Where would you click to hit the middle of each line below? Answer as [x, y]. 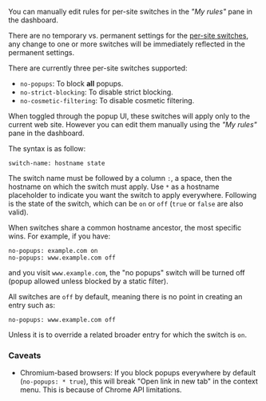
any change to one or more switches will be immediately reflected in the [127, 44]
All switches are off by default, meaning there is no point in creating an [125, 297]
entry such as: [32, 305]
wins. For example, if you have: [59, 236]
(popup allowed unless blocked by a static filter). [89, 281]
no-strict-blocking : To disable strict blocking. [96, 92]
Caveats [25, 355]
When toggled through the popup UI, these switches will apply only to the [129, 116]
